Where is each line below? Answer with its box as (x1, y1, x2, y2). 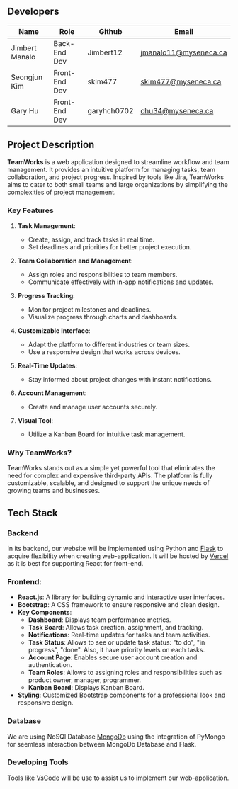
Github (98, 26, 123, 36)
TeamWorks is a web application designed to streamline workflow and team (7, 157, 229, 166)
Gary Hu (11, 106, 39, 115)
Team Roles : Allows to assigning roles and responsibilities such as (28, 669, 222, 677)
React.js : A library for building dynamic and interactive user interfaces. (17, 593, 225, 601)
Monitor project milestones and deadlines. (28, 305, 152, 314)
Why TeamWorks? (7, 448, 72, 458)
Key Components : (17, 608, 72, 617)
